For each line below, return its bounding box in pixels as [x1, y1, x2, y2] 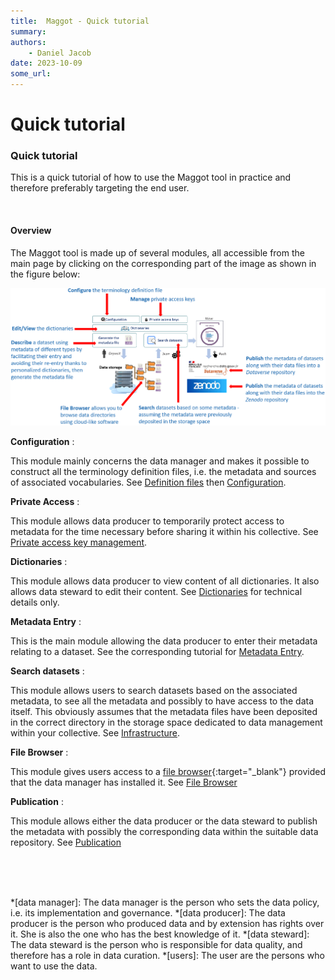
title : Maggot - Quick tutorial [10, 16, 150, 26]
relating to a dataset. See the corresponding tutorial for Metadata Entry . [10, 645, 305, 657]
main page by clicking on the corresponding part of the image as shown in [10, 257, 317, 269]
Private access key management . [10, 536, 148, 548]
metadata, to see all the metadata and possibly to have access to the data [10, 695, 315, 707]
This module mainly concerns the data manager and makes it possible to [10, 455, 310, 467]
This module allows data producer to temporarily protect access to [10, 515, 285, 527]
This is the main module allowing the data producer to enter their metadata [10, 635, 318, 647]
